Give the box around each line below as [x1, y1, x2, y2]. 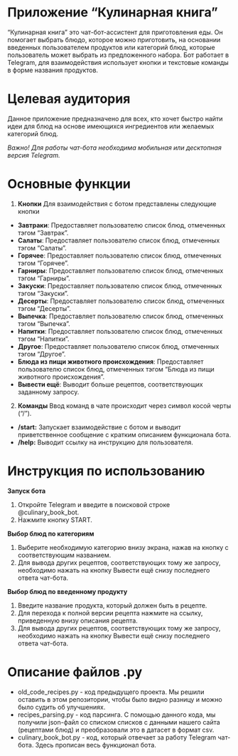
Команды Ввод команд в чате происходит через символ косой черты [17, 401, 232, 410]
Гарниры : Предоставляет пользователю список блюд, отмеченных [17, 266, 224, 275]
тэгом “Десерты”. [17, 304, 71, 312]
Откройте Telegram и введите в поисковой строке [17, 500, 171, 509]
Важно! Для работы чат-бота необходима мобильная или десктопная [7, 143, 222, 152]
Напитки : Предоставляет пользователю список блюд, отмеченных [17, 327, 223, 335]
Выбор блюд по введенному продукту [7, 587, 128, 596]
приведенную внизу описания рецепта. [17, 616, 139, 625]
